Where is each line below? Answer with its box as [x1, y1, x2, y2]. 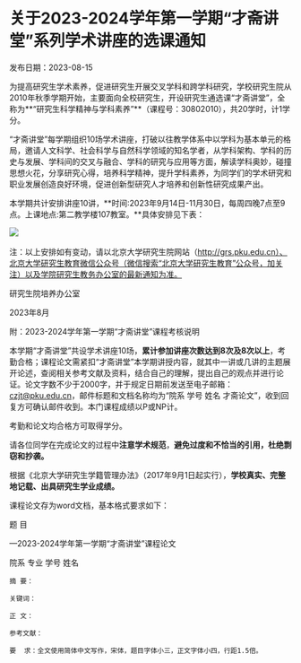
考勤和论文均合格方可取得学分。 [9, 420, 127, 431]
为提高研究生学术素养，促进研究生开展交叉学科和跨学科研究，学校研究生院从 [9, 81, 292, 92]
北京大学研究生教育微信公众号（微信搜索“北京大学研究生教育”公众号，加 [9, 257, 276, 268]
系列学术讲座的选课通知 [32, 31, 206, 51]
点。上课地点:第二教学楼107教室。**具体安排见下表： [9, 208, 205, 220]
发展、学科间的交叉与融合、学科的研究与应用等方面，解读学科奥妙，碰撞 [24, 156, 292, 167]
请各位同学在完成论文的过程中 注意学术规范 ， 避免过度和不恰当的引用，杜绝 [9, 439, 284, 449]
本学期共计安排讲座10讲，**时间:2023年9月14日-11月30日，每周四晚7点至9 [9, 197, 286, 208]
